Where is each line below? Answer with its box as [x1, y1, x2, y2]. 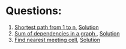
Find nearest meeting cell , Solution [14, 36, 100, 43]
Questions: [5, 4, 62, 18]
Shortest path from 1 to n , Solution [14, 24, 99, 31]
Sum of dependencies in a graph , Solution [14, 30, 120, 37]
